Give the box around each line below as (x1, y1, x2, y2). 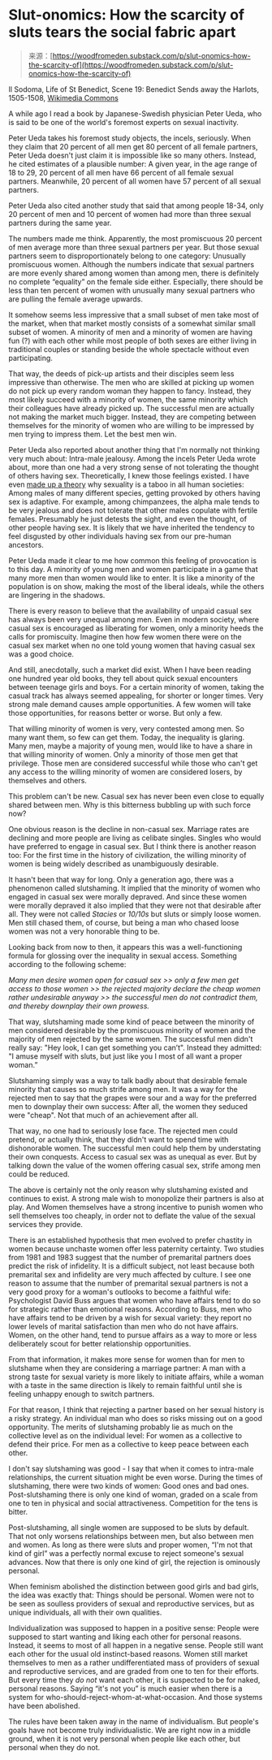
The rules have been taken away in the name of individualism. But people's (8, 1716, 259, 1726)
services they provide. (8, 1219, 84, 1229)
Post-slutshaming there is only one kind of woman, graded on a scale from (8, 1489, 258, 1499)
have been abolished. (8, 1701, 80, 1710)
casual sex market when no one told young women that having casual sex (8, 640, 256, 650)
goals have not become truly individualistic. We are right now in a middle (8, 1725, 252, 1735)
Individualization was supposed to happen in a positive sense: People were (8, 1623, 260, 1632)
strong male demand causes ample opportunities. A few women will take (8, 699, 252, 709)
